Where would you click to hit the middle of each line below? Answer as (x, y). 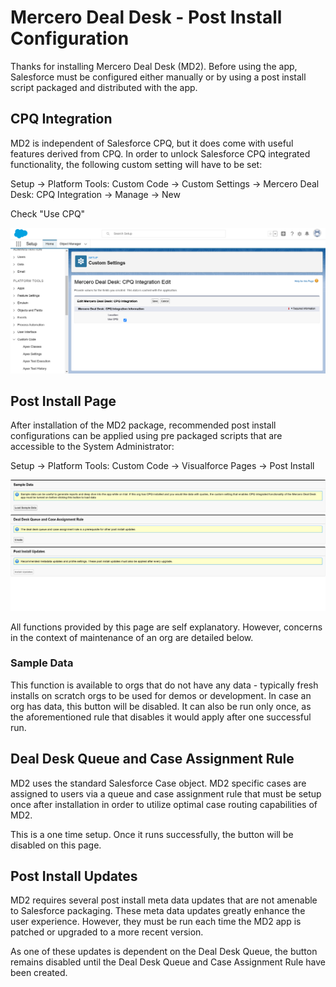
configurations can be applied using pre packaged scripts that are (146, 436)
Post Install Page (63, 401)
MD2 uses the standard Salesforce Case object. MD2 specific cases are (158, 783)
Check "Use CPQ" (48, 213)
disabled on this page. (56, 845)
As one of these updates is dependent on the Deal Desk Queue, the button (164, 952)
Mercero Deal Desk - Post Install (146, 17)
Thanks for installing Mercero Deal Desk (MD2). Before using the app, (154, 66)
